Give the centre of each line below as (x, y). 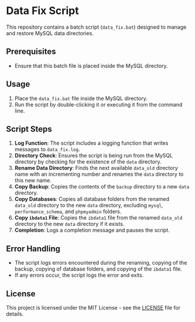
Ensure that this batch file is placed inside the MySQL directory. (91, 66)
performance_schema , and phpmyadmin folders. (68, 211)
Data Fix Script (42, 11)
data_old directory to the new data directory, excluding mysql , (89, 205)
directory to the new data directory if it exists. (69, 224)
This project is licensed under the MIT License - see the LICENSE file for (93, 308)
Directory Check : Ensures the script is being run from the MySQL (94, 156)
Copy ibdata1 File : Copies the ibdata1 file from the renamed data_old (98, 218)
